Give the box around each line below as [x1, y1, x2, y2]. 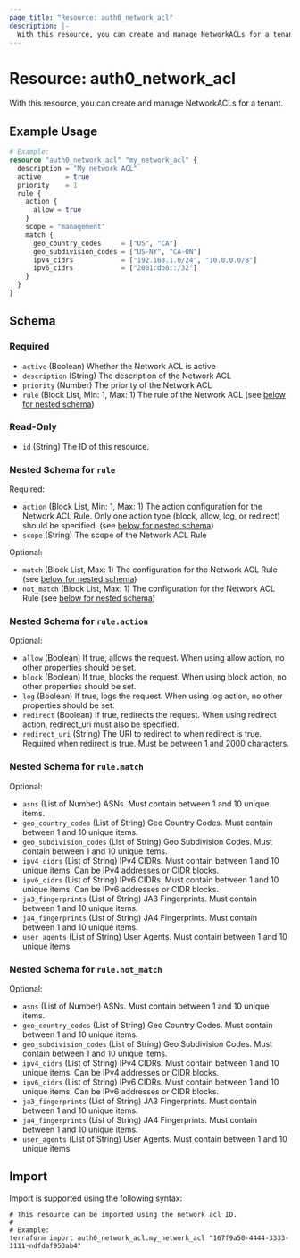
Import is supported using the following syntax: [9, 1193, 183, 1203]
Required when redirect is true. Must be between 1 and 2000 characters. [21, 739, 290, 749]
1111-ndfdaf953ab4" [9, 1241, 82, 1250]
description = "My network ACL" [17, 164, 138, 173]
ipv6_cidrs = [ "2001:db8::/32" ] [32, 264, 198, 273]
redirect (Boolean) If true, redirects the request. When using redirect [21, 710, 277, 721]
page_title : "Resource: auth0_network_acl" [9, 13, 174, 22]
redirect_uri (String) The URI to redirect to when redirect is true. [21, 729, 262, 739]
